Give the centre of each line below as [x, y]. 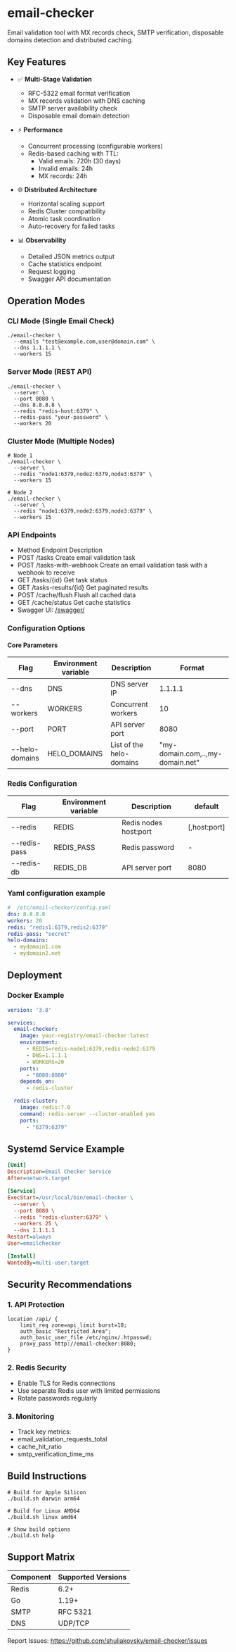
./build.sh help [31, 1535]
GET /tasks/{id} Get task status [62, 580]
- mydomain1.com [37, 947]
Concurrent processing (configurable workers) [96, 146]
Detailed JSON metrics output [71, 256]
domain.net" [179, 763]
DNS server [129, 684]
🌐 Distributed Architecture [57, 189]
